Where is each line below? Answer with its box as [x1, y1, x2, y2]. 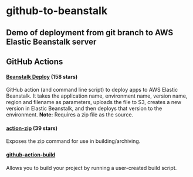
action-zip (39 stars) [6, 125, 57, 132]
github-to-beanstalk [6, 4, 107, 18]
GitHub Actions [6, 56, 63, 66]
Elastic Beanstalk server [6, 36, 97, 46]
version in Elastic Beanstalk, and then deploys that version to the [6, 105, 162, 112]
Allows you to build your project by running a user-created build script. [6, 164, 177, 171]
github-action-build [6, 151, 56, 158]
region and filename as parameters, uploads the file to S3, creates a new [6, 99, 182, 106]
